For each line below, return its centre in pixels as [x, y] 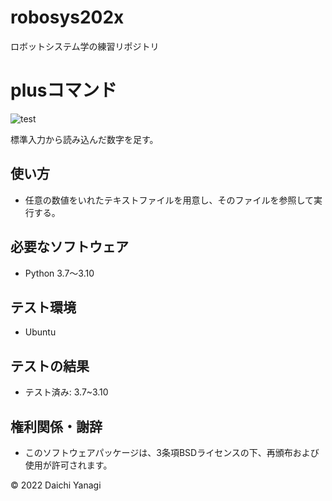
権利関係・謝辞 [56, 426]
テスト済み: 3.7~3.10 [66, 392]
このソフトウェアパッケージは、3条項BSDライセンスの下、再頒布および [172, 452]
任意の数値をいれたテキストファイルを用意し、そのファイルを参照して [169, 200]
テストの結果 [50, 366]
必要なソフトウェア [69, 247]
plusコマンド [64, 90]
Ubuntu [40, 332]
